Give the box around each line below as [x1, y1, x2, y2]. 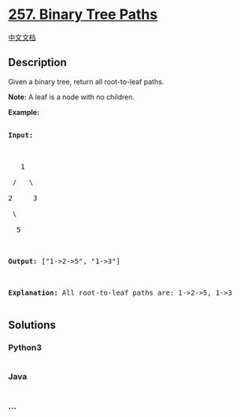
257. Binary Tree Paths [8, 6, 158, 24]
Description [8, 56, 67, 69]
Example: [8, 107, 40, 117]
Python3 [8, 342, 42, 353]
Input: [8, 130, 34, 140]
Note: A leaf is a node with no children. [8, 92, 135, 102]
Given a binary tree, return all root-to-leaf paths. [8, 76, 164, 86]
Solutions [8, 318, 57, 332]
